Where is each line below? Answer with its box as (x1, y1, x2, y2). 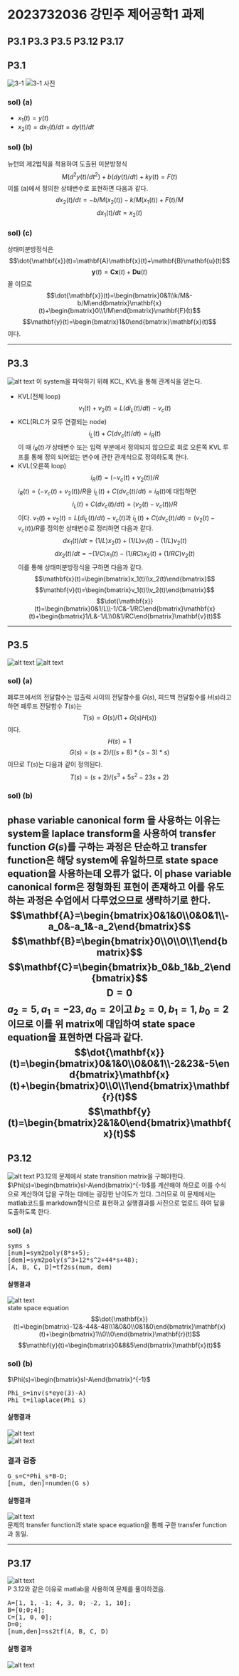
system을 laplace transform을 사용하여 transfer (7, 827, 216, 840)
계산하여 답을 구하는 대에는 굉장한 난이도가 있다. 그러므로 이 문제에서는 (20, 1189, 216, 1198)
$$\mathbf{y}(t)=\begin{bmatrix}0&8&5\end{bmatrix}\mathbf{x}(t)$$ (18, 1341, 221, 1349)
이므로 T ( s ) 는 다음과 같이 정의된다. (7, 760, 103, 769)
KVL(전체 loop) (17, 392, 61, 401)
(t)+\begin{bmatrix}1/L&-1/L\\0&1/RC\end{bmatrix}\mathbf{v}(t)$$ (28, 611, 221, 620)
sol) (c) (7, 228, 33, 238)
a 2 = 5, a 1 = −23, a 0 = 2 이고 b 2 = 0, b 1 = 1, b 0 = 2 (7, 1003, 229, 1018)
